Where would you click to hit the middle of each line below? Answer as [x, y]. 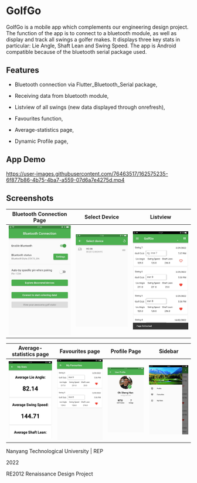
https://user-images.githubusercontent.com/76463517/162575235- [87, 173]
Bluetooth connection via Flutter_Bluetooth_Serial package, [86, 84]
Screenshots [30, 198]
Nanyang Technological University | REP [55, 451]
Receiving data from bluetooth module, [62, 95]
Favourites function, [39, 118]
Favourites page [80, 351]
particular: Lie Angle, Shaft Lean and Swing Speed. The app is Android [91, 46]
